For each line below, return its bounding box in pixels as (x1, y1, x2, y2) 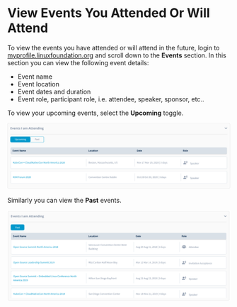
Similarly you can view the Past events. (7, 196, 122, 205)
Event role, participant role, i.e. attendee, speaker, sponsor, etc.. (17, 94, 204, 104)
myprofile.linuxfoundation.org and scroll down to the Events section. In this (7, 51, 226, 60)
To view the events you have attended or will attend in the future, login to (7, 43, 220, 52)
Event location (17, 79, 60, 88)
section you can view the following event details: (7, 58, 149, 67)
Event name (17, 72, 53, 81)
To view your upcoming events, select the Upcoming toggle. (7, 108, 184, 117)
